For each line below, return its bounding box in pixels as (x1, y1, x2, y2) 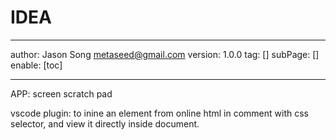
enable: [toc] (10, 59, 63, 71)
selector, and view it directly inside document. (10, 117, 200, 130)
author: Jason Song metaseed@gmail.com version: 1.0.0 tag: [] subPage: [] (10, 48, 320, 60)
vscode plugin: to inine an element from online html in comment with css (10, 107, 309, 119)
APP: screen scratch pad (10, 87, 113, 100)
